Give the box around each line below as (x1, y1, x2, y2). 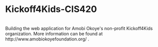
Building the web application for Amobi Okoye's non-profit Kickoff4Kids (5, 25, 153, 31)
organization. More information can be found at (5, 30, 103, 36)
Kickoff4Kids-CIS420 (5, 3, 97, 15)
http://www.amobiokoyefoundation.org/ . (5, 36, 89, 42)
